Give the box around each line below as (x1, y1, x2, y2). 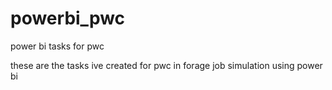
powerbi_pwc (10, 7, 126, 30)
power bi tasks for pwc (10, 40, 105, 52)
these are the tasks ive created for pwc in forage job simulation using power (10, 59, 323, 71)
